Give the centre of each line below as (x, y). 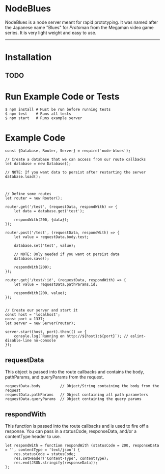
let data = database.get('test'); (49, 211)
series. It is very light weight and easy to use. (51, 33)
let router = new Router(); (34, 198)
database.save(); (32, 259)
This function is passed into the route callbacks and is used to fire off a (77, 426)
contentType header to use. (33, 437)
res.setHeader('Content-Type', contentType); (61, 459)
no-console (45, 340)
